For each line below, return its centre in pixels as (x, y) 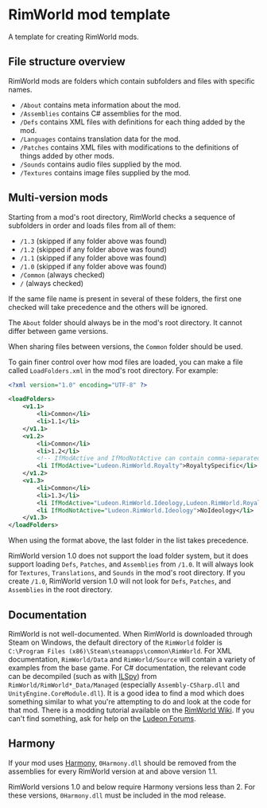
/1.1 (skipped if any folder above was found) (93, 257)
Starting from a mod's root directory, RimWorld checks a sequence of (122, 217)
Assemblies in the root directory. (60, 590)
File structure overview (67, 62)
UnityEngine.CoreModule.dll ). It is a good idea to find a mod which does (126, 693)
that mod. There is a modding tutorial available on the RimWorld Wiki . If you (132, 710)
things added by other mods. (67, 155)
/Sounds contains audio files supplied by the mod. (101, 164)
